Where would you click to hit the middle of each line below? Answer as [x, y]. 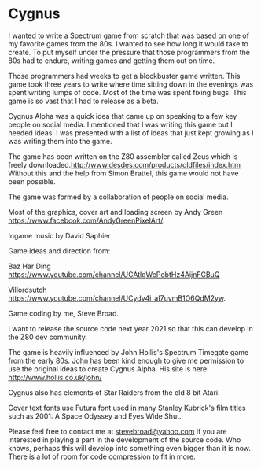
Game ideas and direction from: [59, 251]
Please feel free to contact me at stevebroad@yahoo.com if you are [118, 431]
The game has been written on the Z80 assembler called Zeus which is [123, 156]
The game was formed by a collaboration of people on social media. [119, 197]
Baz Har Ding [29, 266]
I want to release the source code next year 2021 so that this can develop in [131, 328]
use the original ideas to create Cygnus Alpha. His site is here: [109, 369]
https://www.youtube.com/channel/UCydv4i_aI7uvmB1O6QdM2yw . [117, 298]
